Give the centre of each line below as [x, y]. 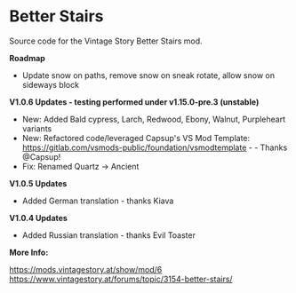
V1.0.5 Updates [38, 183]
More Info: [29, 252]
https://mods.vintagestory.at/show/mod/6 [86, 269]
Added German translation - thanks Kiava [98, 201]
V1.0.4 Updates [39, 218]
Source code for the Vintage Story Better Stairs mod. [106, 41]
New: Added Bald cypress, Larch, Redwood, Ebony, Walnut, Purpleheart [154, 119]
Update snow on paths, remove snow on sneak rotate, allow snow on [148, 75]
